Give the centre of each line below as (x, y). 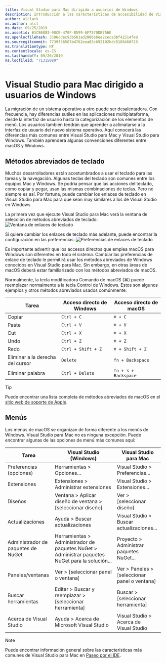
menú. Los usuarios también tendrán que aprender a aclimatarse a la (75, 125)
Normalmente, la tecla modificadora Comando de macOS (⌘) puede (75, 280)
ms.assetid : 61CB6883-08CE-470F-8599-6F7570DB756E (58, 33)
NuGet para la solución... (83, 561)
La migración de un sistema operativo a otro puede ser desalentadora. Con (82, 109)
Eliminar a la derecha (32, 357)
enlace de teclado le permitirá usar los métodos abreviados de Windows (79, 260)
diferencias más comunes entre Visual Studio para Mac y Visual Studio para (82, 135)
